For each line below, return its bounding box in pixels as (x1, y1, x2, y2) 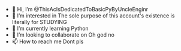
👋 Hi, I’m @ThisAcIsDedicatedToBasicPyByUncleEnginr (11, 6, 149, 13)
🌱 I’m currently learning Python (11, 25, 89, 32)
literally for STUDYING (11, 19, 67, 25)
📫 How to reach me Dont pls (11, 38, 84, 45)
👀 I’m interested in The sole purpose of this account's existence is (11, 12, 175, 19)
